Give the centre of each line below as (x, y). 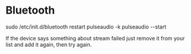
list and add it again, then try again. (49, 45)
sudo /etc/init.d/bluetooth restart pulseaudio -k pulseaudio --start (86, 27)
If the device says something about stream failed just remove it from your (95, 38)
